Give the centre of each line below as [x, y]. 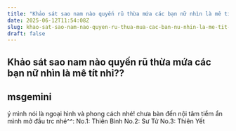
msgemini [29, 97]
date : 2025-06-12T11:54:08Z [48, 20]
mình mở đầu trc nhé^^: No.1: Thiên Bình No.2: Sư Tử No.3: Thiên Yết [106, 121]
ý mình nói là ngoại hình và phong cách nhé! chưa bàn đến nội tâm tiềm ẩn [115, 114]
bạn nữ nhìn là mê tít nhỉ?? [66, 73]
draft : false [26, 33]
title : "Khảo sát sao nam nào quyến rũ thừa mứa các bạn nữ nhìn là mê [114, 14]
